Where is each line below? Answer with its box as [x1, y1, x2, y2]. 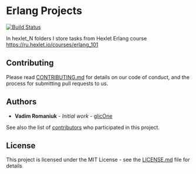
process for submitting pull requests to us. [6, 80, 109, 87]
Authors [6, 97, 37, 107]
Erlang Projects [6, 4, 82, 18]
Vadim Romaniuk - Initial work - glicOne [14, 112, 113, 120]
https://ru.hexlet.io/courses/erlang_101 [6, 41, 99, 48]
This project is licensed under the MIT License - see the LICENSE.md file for [6, 156, 190, 163]
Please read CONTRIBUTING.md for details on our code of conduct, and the [6, 73, 190, 80]
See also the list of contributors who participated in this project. [6, 124, 160, 131]
